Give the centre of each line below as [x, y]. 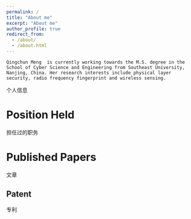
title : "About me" [29, 18]
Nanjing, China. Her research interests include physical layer [89, 73]
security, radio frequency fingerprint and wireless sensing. [86, 78]
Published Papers [51, 157]
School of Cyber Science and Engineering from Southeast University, [96, 67]
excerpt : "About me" [32, 23]
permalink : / [23, 12]
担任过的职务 [22, 132]
